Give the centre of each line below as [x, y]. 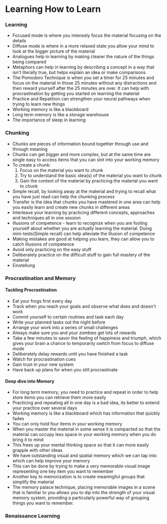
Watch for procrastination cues [44, 359]
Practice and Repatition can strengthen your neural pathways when [81, 99]
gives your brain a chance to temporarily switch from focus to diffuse [83, 343]
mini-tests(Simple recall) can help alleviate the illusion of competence [83, 233]
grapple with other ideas [37, 450]
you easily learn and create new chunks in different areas [71, 207]
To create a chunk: [32, 165]
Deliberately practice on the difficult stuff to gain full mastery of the [81, 255]
